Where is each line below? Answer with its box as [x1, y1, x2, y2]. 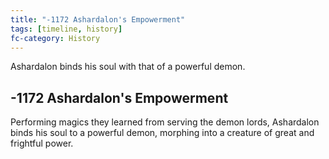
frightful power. [10, 137, 74, 150]
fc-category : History [10, 33, 101, 43]
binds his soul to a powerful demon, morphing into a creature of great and [10, 127, 315, 139]
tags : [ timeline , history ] [10, 24, 123, 34]
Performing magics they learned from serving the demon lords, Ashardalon [10, 116, 320, 128]
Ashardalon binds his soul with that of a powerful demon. [10, 61, 246, 73]
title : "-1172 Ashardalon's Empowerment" [10, 14, 186, 25]
